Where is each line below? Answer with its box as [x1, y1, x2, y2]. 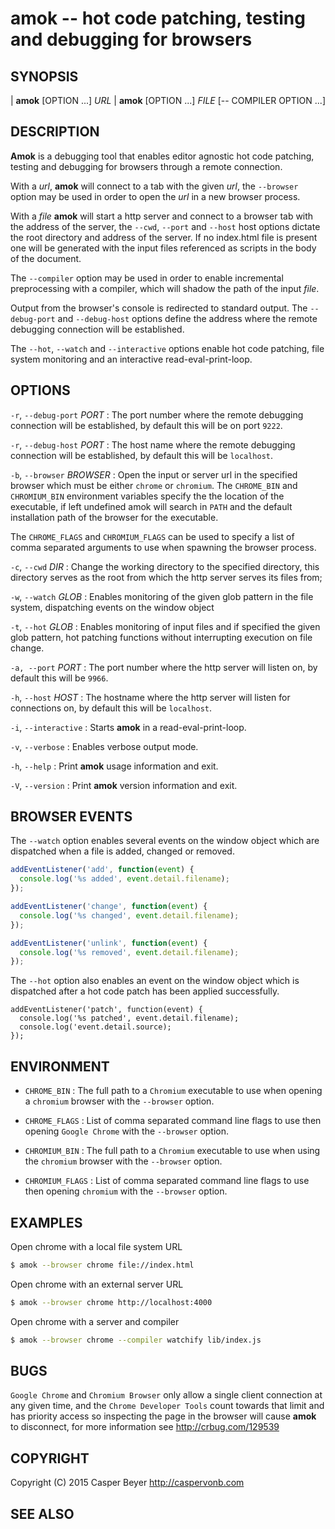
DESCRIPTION [10, 123, 100, 141]
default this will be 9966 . [10, 672, 109, 684]
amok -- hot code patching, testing [10, 7, 306, 30]
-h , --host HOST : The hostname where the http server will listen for [10, 691, 291, 703]
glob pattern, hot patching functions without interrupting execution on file [10, 631, 313, 643]
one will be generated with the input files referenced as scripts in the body [10, 242, 317, 254]
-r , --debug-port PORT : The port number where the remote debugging [10, 408, 304, 421]
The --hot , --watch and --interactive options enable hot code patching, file [10, 342, 325, 354]
